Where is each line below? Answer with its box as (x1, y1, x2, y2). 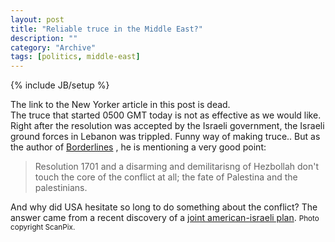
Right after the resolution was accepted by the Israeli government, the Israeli (10, 120, 325, 132)
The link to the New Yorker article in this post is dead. (10, 99, 231, 111)
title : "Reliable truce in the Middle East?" (10, 24, 203, 34)
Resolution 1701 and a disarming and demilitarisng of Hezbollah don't (34, 161, 319, 173)
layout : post (10, 14, 65, 25)
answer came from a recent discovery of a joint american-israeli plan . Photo (10, 212, 320, 224)
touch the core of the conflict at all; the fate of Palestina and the (34, 171, 298, 183)
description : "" (10, 33, 78, 43)
